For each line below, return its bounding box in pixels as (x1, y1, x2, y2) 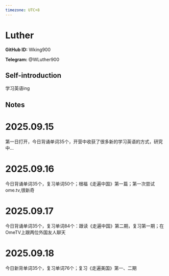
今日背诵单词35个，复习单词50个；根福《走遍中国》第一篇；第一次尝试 (5, 180, 155, 187)
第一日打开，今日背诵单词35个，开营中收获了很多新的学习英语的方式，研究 (5, 139, 163, 145)
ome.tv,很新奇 (5, 187, 35, 193)
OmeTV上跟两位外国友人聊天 (5, 229, 66, 235)
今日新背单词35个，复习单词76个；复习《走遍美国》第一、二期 (5, 265, 137, 271)
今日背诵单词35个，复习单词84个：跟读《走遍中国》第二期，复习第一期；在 (5, 223, 164, 229)
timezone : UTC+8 (5, 7, 40, 13)
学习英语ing (5, 85, 30, 91)
